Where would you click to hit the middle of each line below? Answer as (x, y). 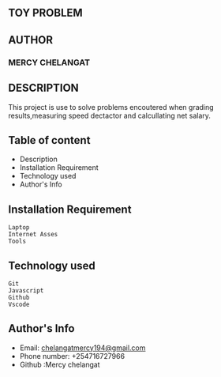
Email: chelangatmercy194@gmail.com (82, 348)
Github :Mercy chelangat (60, 364)
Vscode (19, 304)
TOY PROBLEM (45, 13)
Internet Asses (33, 235)
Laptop (19, 228)
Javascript (26, 290)
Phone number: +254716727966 (72, 356)
